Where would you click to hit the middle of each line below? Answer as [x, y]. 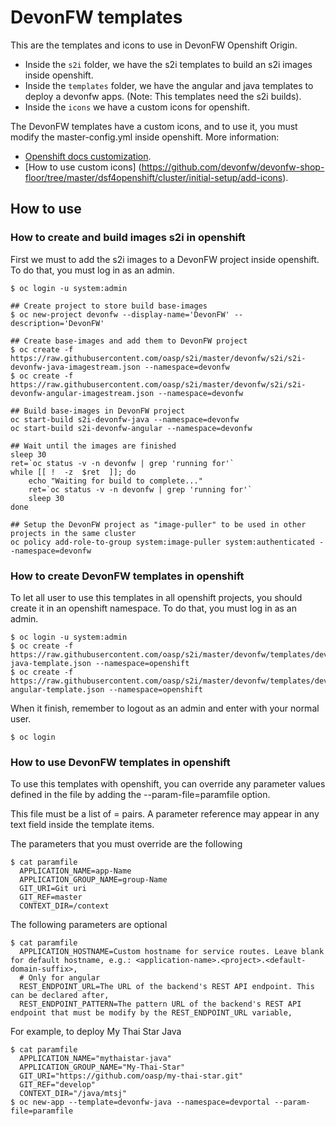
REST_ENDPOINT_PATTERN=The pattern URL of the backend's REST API [160, 1004]
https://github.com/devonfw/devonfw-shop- [233, 167]
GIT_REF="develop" [58, 1085]
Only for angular [64, 978]
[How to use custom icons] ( [83, 167]
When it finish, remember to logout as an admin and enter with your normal [165, 708]
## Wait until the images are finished [93, 446]
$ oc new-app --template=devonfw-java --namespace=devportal [140, 1102]
